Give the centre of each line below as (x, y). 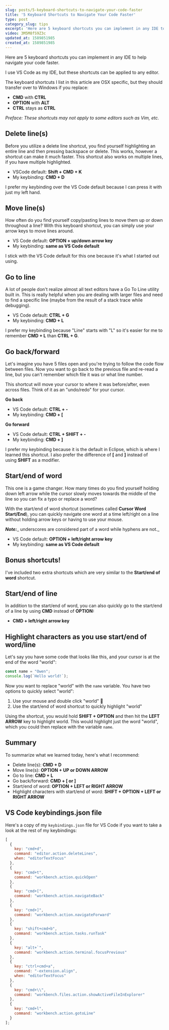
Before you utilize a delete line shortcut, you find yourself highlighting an (80, 146)
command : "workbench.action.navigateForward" (63, 915)
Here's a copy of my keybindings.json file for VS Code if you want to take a (83, 825)
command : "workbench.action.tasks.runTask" (61, 934)
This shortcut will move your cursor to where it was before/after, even (77, 384)
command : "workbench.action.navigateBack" (59, 896)
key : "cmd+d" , (29, 849)
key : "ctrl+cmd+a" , (35, 966)
